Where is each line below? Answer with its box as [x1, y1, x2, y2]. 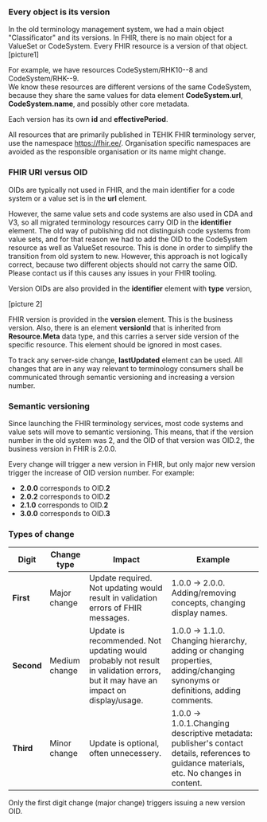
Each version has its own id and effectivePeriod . [8, 115, 168, 124]
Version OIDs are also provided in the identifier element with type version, [8, 284, 253, 293]
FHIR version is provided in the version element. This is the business [8, 314, 233, 324]
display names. [171, 608, 228, 619]
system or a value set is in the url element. [8, 194, 148, 203]
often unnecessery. [88, 748, 161, 759]
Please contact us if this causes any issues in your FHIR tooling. [8, 268, 217, 277]
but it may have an [88, 675, 157, 687]
